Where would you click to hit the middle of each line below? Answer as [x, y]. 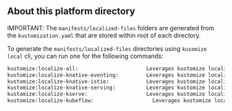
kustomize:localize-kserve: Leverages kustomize [106, 94]
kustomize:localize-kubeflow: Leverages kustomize [109, 101]
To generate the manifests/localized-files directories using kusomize [107, 48]
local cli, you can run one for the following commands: [85, 56]
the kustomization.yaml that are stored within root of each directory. [104, 35]
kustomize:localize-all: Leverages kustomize [106, 68]
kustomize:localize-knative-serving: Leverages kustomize [106, 88]
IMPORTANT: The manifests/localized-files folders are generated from [111, 28]
